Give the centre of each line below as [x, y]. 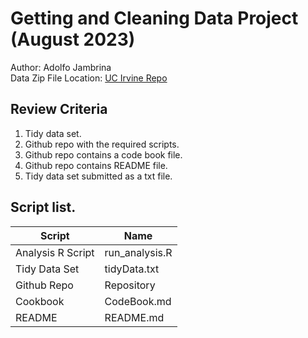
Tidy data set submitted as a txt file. [98, 176]
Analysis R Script [55, 252]
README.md [134, 317]
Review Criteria [59, 109]
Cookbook [40, 301]
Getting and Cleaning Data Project [154, 18]
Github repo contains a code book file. [103, 154]
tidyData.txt [132, 269]
